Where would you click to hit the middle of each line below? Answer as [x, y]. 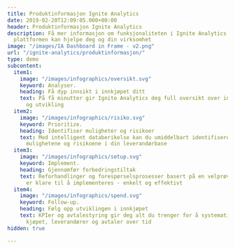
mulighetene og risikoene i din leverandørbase [97, 144]
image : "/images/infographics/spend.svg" [81, 196]
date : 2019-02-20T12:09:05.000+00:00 [62, 20]
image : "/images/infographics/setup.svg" [81, 157]
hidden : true [26, 228]
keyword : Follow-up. [50, 202]
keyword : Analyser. [48, 85]
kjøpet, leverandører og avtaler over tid [88, 222]
